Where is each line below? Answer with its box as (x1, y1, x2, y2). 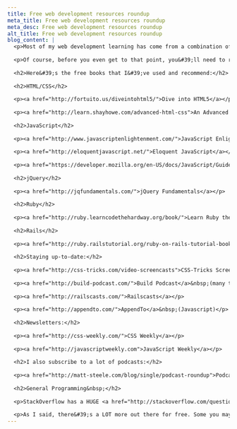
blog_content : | (7, 37, 55, 44)
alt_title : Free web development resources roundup (7, 30, 162, 37)
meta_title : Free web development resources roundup (7, 17, 166, 24)
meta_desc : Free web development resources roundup (7, 23, 162, 30)
